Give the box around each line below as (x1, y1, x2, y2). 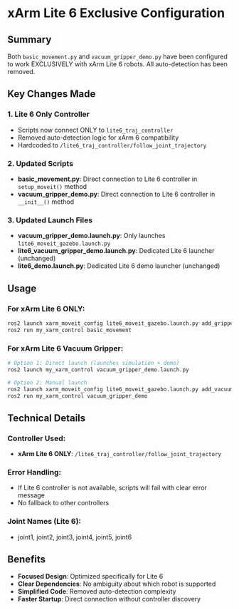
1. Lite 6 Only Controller (7, 109, 90, 119)
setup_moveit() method (17, 182, 87, 190)
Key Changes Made (7, 88, 96, 100)
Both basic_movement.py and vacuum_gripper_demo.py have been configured (7, 52, 228, 61)
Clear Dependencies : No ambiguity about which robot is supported (17, 579, 216, 589)
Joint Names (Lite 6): (7, 517, 82, 527)
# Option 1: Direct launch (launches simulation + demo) (7, 360, 180, 367)
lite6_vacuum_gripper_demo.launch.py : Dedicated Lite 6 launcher (17, 247, 215, 255)
